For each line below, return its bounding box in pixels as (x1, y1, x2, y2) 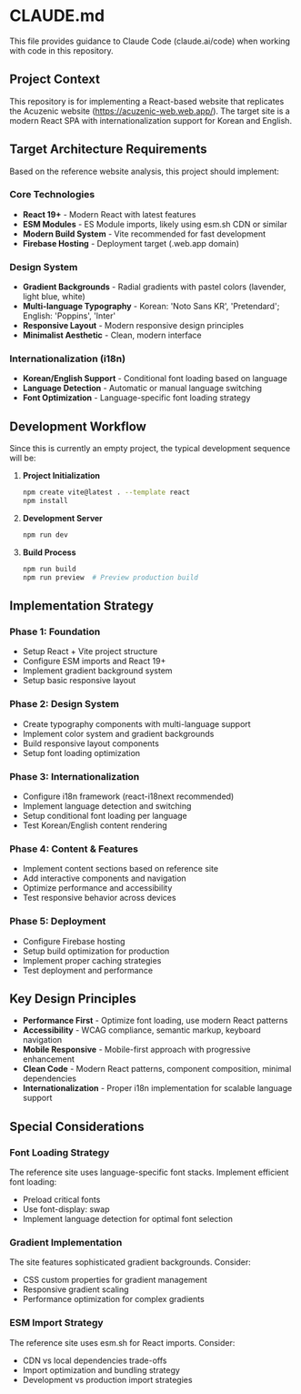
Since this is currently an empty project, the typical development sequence (9, 443, 291, 454)
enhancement (22, 1054, 75, 1065)
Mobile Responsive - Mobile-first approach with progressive (22, 1044, 252, 1056)
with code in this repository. (9, 45, 114, 56)
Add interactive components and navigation (22, 873, 186, 884)
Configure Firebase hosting (22, 935, 125, 946)
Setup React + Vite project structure (22, 646, 158, 657)
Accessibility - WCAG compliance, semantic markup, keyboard (22, 1025, 261, 1035)
